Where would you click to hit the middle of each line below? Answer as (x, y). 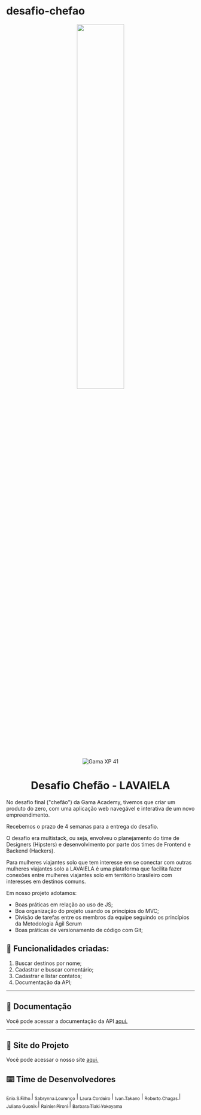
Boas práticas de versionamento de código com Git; (79, 930)
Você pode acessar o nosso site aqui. (52, 1060)
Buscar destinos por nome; (48, 963)
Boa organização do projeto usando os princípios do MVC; (87, 911)
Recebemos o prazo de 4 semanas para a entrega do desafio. (82, 826)
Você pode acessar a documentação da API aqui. (67, 1021)
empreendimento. (28, 815)
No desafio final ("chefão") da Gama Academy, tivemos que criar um (91, 802)
